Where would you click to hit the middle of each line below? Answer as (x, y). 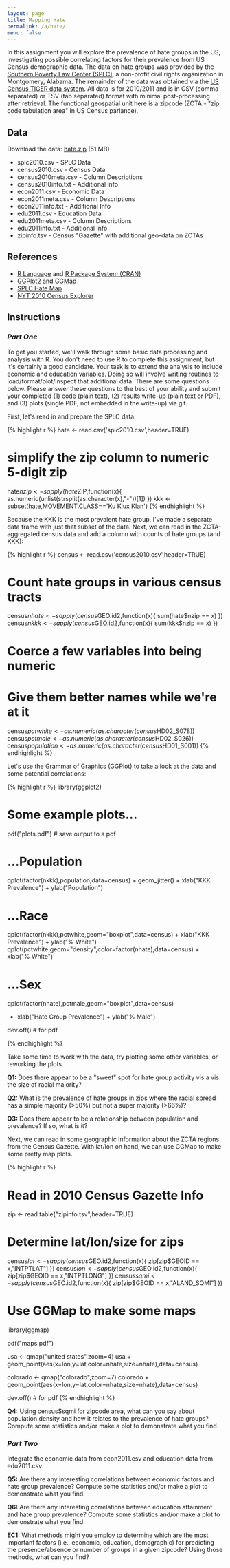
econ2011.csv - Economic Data (61, 192)
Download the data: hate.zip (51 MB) (58, 149)
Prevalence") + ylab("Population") (55, 888)
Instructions (34, 317)
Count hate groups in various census (114, 582)
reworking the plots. (35, 1064)
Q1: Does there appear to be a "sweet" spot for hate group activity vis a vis (113, 1077)
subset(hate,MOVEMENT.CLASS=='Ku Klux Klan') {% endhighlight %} (106, 506)
